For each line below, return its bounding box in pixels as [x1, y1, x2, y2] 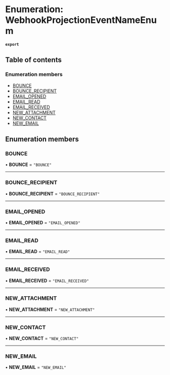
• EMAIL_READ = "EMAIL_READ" [5, 249, 70, 255]
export [5, 42, 19, 47]
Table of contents [5, 56, 62, 64]
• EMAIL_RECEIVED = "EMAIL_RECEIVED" [5, 278, 90, 284]
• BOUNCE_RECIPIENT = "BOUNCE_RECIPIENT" [5, 190, 100, 196]
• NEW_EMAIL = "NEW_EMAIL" [5, 364, 67, 370]
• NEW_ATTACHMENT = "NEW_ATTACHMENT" [5, 306, 95, 313]
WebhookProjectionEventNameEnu [5, 14, 157, 26]
